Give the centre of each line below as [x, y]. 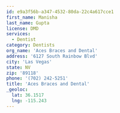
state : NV [19, 67]
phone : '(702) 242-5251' [37, 78]
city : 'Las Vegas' [29, 62]
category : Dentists [31, 45]
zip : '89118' [22, 73]
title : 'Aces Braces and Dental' [48, 84]
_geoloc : [17, 90]
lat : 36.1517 [28, 95]
